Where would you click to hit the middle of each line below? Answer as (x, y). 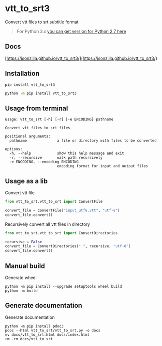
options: (14, 149)
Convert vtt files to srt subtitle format (42, 22)
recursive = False (23, 242)
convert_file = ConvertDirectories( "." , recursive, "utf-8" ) (68, 246)
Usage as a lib (26, 181)
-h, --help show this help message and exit (67, 153)
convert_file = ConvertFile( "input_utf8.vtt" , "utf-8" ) (62, 210)
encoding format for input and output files (103, 166)
